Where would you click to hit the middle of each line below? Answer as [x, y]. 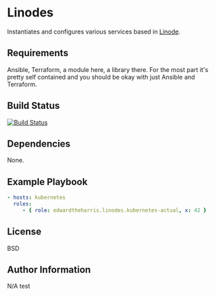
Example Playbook [47, 182]
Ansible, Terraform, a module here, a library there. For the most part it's [108, 69]
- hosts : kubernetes [37, 198]
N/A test [19, 286]
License [24, 232]
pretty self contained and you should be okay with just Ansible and [101, 77]
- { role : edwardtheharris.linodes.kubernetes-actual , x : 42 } [114, 210]
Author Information [49, 270]
